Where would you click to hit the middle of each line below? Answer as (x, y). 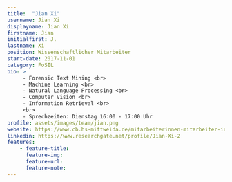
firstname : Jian (30, 33)
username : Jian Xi (33, 20)
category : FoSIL (30, 65)
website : (20, 129)
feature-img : (44, 155)
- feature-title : (45, 149)
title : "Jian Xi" (33, 13)
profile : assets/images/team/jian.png (63, 123)
